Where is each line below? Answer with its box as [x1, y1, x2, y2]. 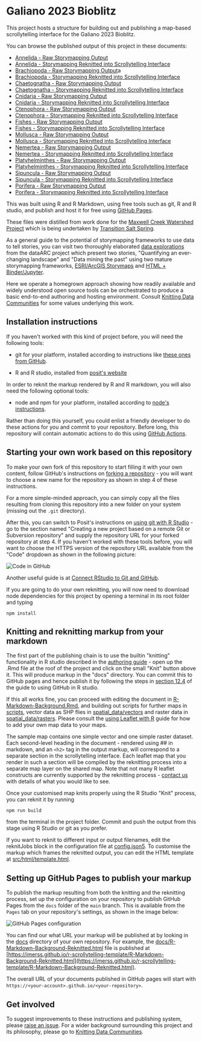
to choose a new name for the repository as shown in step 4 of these [6, 476, 178, 483]
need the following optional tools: [6, 387, 89, 394]
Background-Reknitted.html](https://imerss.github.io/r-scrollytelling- [6, 957, 176, 964]
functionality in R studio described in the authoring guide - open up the [6, 659, 183, 666]
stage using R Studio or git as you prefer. [6, 824, 108, 832]
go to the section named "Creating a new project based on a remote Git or [6, 525, 191, 532]
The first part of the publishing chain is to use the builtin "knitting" [6, 652, 171, 659]
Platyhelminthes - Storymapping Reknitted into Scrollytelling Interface [14, 163, 189, 170]
